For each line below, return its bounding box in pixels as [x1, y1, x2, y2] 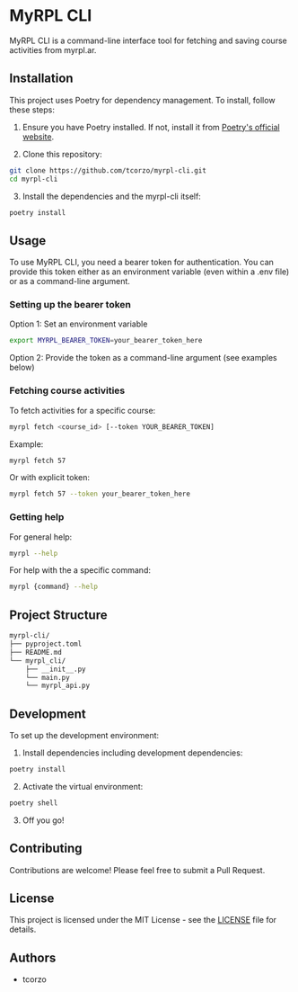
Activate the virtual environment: [22, 781, 144, 791]
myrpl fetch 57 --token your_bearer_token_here [9, 489, 191, 499]
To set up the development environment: [9, 730, 160, 741]
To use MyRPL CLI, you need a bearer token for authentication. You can [9, 257, 274, 268]
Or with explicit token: [9, 472, 90, 483]
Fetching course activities [9, 384, 126, 397]
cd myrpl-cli [9, 174, 58, 183]
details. [9, 924, 37, 935]
